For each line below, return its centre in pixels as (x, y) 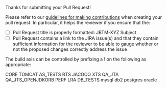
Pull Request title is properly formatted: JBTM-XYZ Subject (75, 32)
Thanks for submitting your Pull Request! (48, 7)
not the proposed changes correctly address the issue (70, 49)
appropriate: (18, 65)
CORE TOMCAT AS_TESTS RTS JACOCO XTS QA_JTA (62, 75)
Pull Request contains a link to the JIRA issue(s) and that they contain (86, 38)
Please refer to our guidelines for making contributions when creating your (84, 17)
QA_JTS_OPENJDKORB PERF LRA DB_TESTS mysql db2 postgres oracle (81, 80)
